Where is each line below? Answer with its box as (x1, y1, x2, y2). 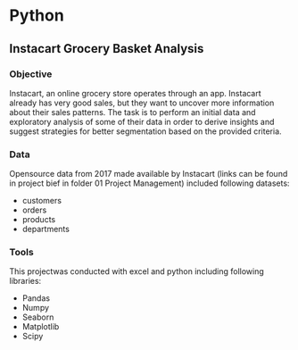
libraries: (9, 276, 42, 287)
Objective (9, 68, 53, 80)
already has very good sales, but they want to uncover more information (9, 97, 275, 108)
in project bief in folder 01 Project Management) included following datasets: (9, 178, 290, 188)
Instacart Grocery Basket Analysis (9, 41, 204, 56)
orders (21, 204, 47, 215)
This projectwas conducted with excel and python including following (9, 266, 265, 277)
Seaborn (21, 312, 54, 322)
